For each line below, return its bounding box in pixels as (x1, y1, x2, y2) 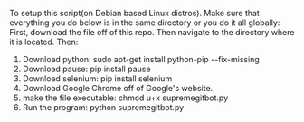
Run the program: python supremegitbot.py (22, 102, 185, 112)
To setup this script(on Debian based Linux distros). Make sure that (9, 8, 260, 18)
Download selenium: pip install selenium (22, 73, 173, 84)
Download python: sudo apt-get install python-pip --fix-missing (22, 54, 260, 64)
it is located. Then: (9, 36, 79, 47)
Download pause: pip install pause (22, 63, 151, 74)
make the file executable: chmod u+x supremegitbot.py (22, 92, 229, 103)
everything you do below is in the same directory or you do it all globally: (9, 17, 280, 28)
